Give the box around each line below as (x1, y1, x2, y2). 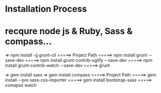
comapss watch (5, 82, 37, 88)
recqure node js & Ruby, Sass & (5, 26, 133, 37)
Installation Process (5, 3, 87, 15)
